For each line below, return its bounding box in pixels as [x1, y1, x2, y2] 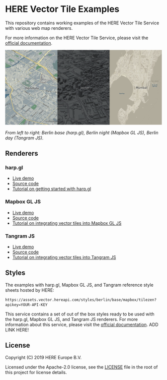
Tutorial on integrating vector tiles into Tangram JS [12, 254, 116, 260]
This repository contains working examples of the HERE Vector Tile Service [5, 20, 160, 26]
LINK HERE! [5, 326, 29, 333]
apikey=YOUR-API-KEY [5, 302, 48, 307]
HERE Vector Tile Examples [5, 3, 120, 15]
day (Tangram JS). [5, 135, 44, 141]
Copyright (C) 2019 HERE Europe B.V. [5, 354, 82, 360]
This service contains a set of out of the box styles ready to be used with [5, 311, 155, 317]
